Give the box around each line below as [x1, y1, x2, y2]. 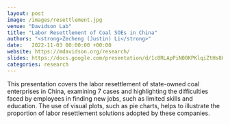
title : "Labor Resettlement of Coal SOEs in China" [7, 29, 157, 36]
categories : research [7, 61, 69, 68]
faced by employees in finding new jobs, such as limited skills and [7, 94, 193, 103]
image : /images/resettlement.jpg [7, 16, 103, 23]
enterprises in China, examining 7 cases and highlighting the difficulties [7, 87, 209, 95]
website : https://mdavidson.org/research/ [7, 49, 130, 55]
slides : [7, 55, 29, 62]
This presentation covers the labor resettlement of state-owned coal [7, 79, 200, 88]
